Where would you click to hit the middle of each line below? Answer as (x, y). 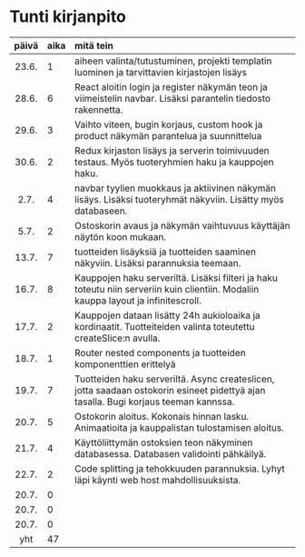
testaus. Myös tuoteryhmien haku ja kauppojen (174, 162)
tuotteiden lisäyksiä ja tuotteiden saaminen (165, 252)
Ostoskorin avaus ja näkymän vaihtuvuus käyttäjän (182, 225)
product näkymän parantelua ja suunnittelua (168, 135)
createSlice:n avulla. (117, 338)
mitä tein (93, 45)
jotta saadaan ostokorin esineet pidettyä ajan (170, 390)
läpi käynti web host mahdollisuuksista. (157, 480)
